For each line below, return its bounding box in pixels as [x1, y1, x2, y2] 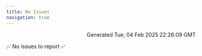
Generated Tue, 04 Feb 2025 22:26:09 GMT [87, 31, 196, 38]
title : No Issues [6, 8, 50, 15]
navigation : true [6, 14, 50, 20]
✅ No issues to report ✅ [6, 43, 66, 50]
